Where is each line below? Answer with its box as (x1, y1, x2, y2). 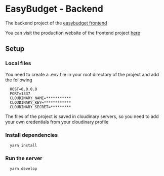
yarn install (10, 143, 37, 148)
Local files (5, 60, 31, 67)
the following (5, 77, 32, 83)
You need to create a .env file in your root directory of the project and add (5, 71, 159, 77)
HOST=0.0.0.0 (10, 86, 37, 92)
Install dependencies (5, 131, 58, 138)
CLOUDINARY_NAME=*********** (10, 95, 71, 101)
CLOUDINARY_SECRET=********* (10, 104, 71, 109)
